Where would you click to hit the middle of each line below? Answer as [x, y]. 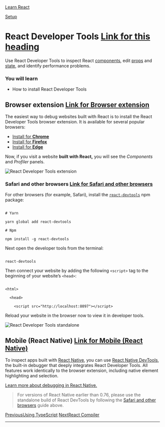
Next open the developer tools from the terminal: [55, 248]
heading [22, 47]
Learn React [17, 7]
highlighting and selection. [32, 376]
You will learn [22, 78]
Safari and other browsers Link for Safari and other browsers [79, 184]
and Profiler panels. [25, 162]
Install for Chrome [30, 137]
